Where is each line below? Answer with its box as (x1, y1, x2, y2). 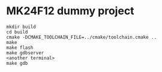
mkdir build (6, 24, 36, 30)
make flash (6, 45, 34, 51)
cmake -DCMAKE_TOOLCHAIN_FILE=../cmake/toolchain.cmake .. (6, 34, 157, 40)
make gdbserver (6, 49, 44, 56)
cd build (6, 29, 28, 35)
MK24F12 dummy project (6, 4, 134, 18)
